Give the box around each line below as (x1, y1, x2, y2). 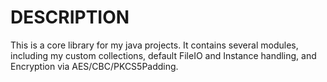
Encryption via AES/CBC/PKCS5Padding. (10, 60, 179, 72)
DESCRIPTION (10, 6, 130, 29)
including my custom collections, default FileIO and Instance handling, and (10, 49, 317, 61)
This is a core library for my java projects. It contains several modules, (10, 39, 299, 51)
